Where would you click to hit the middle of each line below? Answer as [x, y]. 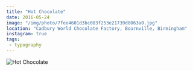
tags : [13, 39]
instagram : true [27, 34]
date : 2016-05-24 [28, 17]
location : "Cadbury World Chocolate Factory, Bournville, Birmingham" [97, 28]
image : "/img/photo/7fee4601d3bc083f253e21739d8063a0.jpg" [82, 23]
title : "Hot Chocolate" [36, 12]
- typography [25, 45]
